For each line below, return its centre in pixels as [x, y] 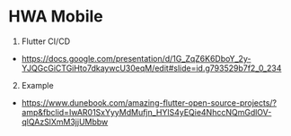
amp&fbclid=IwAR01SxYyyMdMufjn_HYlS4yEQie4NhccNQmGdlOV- [146, 112]
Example [38, 85]
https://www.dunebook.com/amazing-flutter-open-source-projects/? [149, 102]
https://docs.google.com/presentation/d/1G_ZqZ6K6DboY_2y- [136, 58]
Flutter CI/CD [46, 41]
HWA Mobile [56, 17]
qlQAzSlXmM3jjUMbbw [65, 122]
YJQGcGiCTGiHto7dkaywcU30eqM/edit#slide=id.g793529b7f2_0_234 [151, 68]
